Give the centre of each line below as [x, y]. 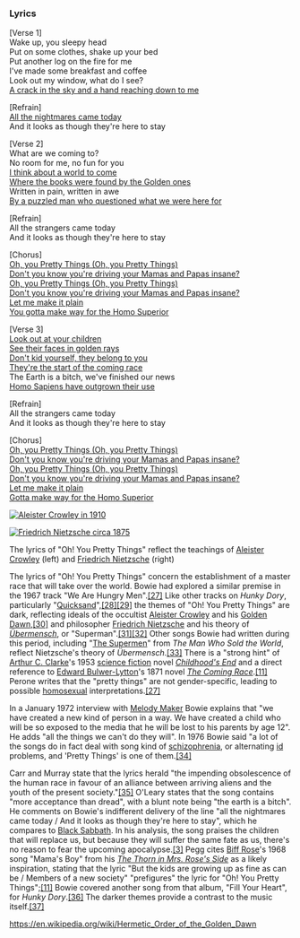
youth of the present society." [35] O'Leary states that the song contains [142, 793]
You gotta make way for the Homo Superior [89, 312]
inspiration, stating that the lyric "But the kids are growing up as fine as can [148, 869]
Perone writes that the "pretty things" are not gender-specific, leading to [143, 682]
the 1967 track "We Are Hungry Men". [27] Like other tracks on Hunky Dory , [148, 595]
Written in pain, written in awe [64, 192]
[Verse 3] [26, 329]
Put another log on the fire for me [71, 62]
